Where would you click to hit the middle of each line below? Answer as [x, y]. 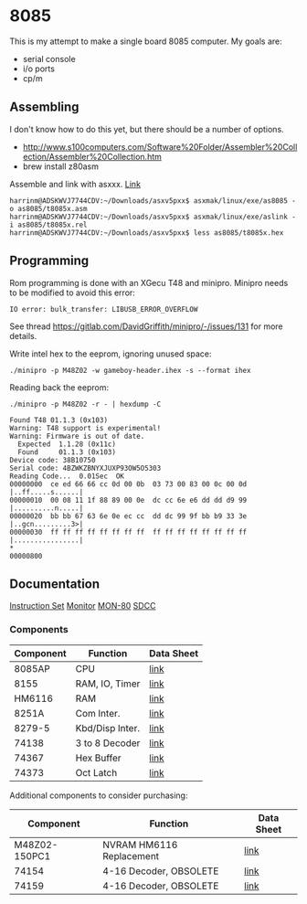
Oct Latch [96, 772]
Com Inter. [98, 713]
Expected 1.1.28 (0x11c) [67, 444]
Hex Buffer [98, 758]
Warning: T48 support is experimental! [85, 428]
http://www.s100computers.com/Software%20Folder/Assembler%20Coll [160, 146]
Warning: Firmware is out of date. [77, 436]
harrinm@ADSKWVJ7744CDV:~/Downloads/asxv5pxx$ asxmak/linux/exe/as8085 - [153, 201]
